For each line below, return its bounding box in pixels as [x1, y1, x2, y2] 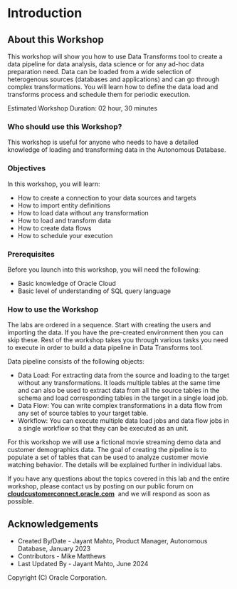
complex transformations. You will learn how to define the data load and [7, 83, 218, 91]
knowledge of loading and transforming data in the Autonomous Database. [7, 145, 226, 154]
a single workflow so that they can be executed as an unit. [17, 424, 189, 433]
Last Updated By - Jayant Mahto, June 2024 [17, 560, 149, 568]
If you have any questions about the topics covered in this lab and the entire [7, 474, 230, 483]
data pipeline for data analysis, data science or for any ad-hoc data [7, 60, 204, 68]
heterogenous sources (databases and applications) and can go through [7, 75, 220, 83]
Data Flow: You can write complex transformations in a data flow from [17, 401, 223, 410]
